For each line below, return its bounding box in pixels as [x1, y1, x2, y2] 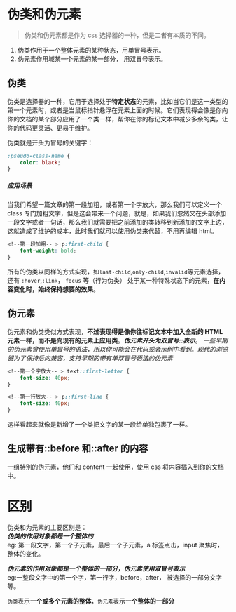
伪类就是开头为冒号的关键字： [7, 138, 93, 147]
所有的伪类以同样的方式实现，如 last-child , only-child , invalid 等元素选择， [7, 267, 225, 276]
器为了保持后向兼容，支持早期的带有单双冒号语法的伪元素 [7, 354, 173, 362]
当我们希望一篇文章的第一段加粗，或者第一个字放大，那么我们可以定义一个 [7, 201, 222, 209]
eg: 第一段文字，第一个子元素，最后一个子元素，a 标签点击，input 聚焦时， [7, 540, 224, 549]
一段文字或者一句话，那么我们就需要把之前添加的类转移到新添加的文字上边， [7, 218, 228, 227]
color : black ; [20, 159, 61, 166]
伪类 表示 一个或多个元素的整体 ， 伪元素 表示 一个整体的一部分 [7, 597, 175, 605]
